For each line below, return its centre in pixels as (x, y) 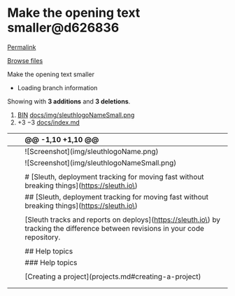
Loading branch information (57, 87)
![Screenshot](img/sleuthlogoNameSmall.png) (101, 162)
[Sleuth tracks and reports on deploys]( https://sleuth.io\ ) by (123, 220)
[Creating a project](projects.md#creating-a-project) (113, 276)
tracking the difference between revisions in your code (115, 228)
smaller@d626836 (63, 28)
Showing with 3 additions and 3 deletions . (69, 101)
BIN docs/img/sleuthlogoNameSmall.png (76, 115)
